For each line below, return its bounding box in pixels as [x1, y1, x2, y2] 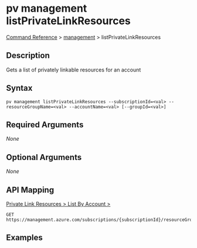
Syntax [6, 83, 33, 93]
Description [6, 50, 50, 60]
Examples [6, 233, 43, 243]
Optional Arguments [6, 152, 82, 162]
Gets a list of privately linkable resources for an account [6, 66, 141, 73]
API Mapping [6, 185, 55, 195]
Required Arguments [6, 120, 84, 130]
